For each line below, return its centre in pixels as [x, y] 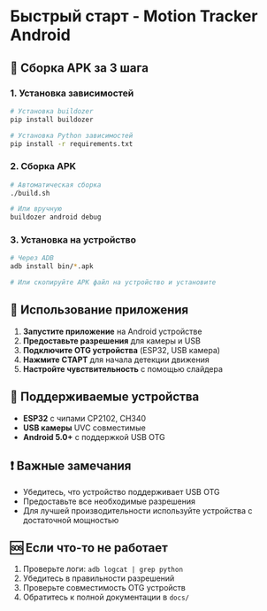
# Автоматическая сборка [56, 185]
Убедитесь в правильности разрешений [99, 578]
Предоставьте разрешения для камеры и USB [112, 340]
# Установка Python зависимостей [72, 135]
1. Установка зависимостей [72, 93]
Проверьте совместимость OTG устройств [104, 588]
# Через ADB [32, 259]
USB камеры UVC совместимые [84, 428]
